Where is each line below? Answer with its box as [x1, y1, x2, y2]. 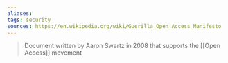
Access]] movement [24, 49, 82, 57]
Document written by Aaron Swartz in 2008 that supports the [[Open [24, 42, 220, 50]
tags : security [7, 16, 51, 23]
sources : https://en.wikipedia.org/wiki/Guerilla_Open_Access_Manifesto [7, 23, 222, 29]
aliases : [7, 10, 33, 17]
